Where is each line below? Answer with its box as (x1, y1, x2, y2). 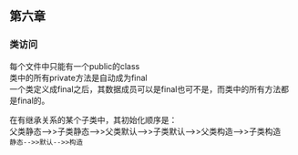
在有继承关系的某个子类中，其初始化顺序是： (9, 114, 178, 125)
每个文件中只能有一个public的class (9, 60, 140, 71)
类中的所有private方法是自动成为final (9, 72, 148, 83)
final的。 (16, 95, 50, 106)
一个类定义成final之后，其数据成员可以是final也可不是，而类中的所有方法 (9, 83, 282, 94)
